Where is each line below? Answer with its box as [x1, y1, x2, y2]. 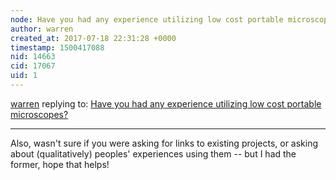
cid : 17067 [10, 61, 56, 71]
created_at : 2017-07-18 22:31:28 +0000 [10, 33, 177, 43]
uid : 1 [10, 71, 38, 81]
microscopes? [10, 108, 69, 120]
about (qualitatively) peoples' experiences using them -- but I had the [10, 147, 297, 160]
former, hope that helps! [10, 158, 110, 170]
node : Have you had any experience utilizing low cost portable [10, 14, 284, 25]
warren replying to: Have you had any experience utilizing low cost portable [10, 97, 322, 110]
